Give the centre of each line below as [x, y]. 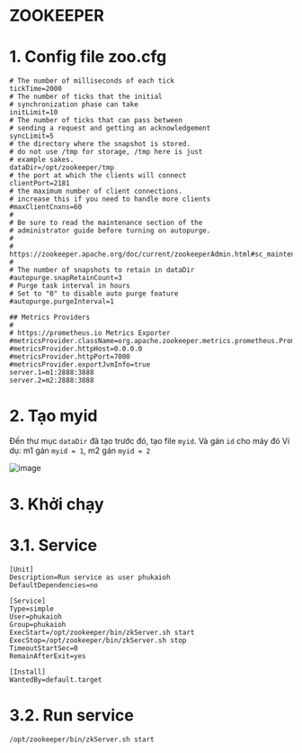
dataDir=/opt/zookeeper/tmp [62, 168]
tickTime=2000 [36, 89]
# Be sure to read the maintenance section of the [106, 223]
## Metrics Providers [50, 318]
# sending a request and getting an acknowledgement [110, 128]
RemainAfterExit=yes [48, 657]
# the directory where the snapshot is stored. [100, 144]
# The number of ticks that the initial [86, 97]
